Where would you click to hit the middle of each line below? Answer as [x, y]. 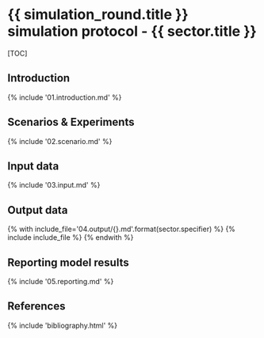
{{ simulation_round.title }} [98, 15]
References [36, 306]
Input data [33, 166]
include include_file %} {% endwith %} [71, 237]
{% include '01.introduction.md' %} [65, 97]
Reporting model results [68, 262]
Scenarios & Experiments [71, 122]
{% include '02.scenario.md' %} [60, 141]
